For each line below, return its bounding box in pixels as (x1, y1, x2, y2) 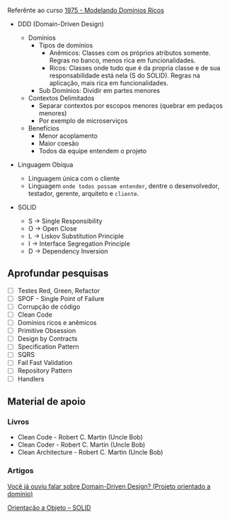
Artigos (7, 466, 34, 476)
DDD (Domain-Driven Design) (17, 20, 104, 28)
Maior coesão (38, 139, 79, 148)
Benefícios (28, 124, 60, 132)
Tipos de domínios (38, 41, 93, 49)
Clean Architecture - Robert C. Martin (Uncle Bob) (17, 448, 163, 457)
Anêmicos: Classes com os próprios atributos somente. (49, 49, 211, 57)
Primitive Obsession (17, 327, 76, 335)
